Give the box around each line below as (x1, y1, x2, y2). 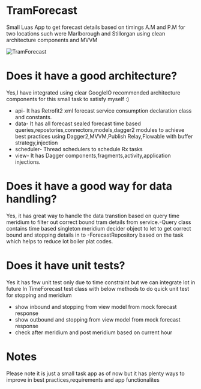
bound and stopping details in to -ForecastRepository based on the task (6, 231, 184, 238)
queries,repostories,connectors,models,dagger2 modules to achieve (14, 126, 185, 133)
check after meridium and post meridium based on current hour (14, 329, 173, 336)
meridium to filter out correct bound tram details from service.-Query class (6, 218, 191, 226)
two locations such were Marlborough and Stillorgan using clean (6, 30, 166, 37)
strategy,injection (14, 139, 58, 146)
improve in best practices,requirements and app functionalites (6, 376, 160, 383)
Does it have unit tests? (6, 259, 125, 272)
